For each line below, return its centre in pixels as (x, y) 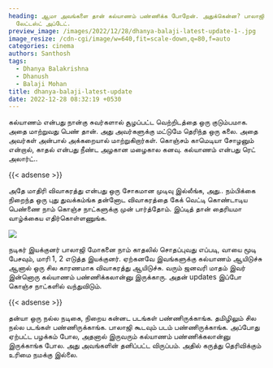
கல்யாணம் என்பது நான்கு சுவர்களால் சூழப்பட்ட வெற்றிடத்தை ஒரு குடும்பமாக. (128, 122)
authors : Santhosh (39, 54)
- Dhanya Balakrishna (52, 69)
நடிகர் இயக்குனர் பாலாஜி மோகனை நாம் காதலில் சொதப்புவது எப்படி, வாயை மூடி (132, 249)
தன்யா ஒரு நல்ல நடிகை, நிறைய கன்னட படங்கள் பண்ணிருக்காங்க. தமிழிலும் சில (132, 318)
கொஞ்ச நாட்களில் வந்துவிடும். (55, 286)
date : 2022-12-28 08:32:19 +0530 (65, 99)
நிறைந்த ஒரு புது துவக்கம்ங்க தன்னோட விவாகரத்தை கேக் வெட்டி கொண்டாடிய (128, 200)
